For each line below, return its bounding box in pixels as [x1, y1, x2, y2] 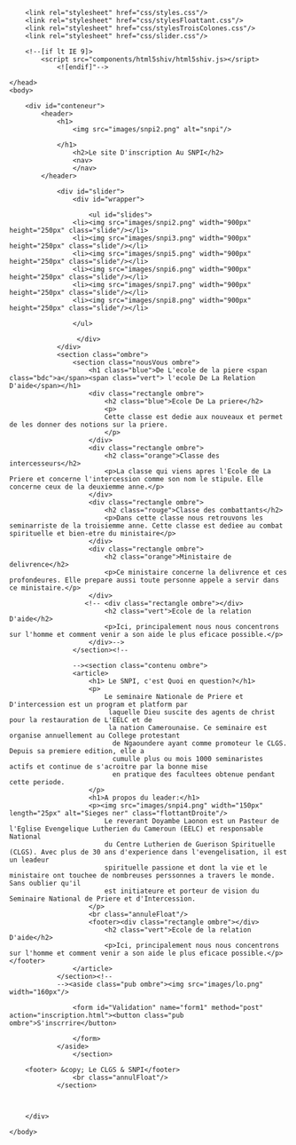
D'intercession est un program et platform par [9, 700, 189, 709]
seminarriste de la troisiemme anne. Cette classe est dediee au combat [9, 521, 284, 530]
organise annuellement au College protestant [9, 731, 180, 740]
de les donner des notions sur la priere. [9, 420, 168, 429]
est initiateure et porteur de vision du [104, 887, 260, 895]
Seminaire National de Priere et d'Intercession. [9, 895, 197, 903]
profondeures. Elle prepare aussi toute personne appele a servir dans [9, 576, 279, 584]
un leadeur [9, 855, 50, 864]
